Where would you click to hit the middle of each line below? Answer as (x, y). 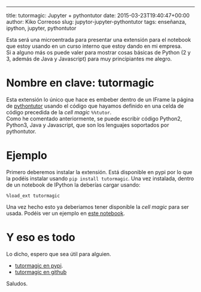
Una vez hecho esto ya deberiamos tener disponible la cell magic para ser (98, 206)
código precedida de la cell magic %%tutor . (59, 112)
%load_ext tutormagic (33, 196)
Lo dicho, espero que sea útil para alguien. (59, 254)
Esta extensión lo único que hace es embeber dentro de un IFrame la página (100, 99)
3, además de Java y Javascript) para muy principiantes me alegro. (89, 59)
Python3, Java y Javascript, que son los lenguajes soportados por (88, 125)
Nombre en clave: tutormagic (80, 83)
